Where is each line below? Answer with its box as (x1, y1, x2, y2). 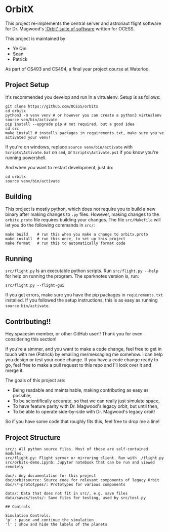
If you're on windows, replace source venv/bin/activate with (5, 143, 133, 150)
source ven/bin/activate (5, 117, 58, 122)
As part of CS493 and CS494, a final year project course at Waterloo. (5, 66, 150, 72)
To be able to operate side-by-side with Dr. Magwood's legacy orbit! (12, 409, 155, 415)
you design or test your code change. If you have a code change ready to (5, 357, 158, 363)
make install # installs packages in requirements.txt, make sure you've (5, 130, 164, 135)
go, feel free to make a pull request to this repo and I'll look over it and (5, 362, 151, 368)
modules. (5, 451, 24, 456)
